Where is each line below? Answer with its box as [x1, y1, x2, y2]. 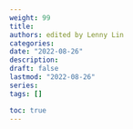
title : [9, 22, 35, 31]
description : [9, 55, 59, 64]
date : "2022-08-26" [9, 47, 84, 56]
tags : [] [9, 89, 43, 98]
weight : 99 [9, 13, 51, 23]
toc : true [9, 105, 47, 114]
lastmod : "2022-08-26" [9, 73, 96, 82]
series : [9, 81, 39, 90]
